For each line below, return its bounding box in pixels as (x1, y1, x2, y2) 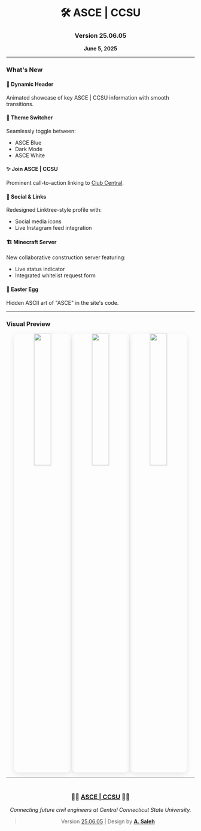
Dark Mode (14, 145, 43, 152)
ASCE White (14, 152, 45, 159)
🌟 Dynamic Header (6, 80, 54, 88)
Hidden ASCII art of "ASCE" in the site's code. (6, 299, 119, 306)
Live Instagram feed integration (14, 224, 92, 232)
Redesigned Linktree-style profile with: (6, 206, 102, 214)
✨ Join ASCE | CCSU (6, 166, 58, 173)
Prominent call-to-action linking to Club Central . (6, 179, 124, 187)
